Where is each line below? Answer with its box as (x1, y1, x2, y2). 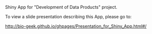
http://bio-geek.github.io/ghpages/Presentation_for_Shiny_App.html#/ (5, 23, 147, 29)
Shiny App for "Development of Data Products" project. (5, 4, 117, 10)
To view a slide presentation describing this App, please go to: (5, 14, 132, 19)
